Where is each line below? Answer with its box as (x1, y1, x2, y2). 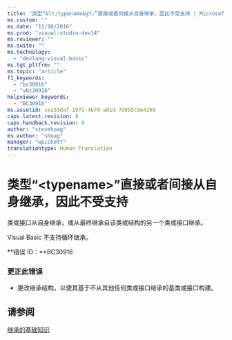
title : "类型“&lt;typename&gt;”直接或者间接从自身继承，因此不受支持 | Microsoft (7, 10, 228, 17)
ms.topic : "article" (7, 68, 67, 75)
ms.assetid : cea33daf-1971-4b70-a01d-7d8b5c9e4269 (7, 106, 156, 113)
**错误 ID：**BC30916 (7, 247, 73, 256)
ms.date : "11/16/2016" (7, 23, 72, 30)
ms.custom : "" (7, 17, 48, 23)
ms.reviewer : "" (7, 36, 54, 43)
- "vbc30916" (13, 87, 51, 94)
